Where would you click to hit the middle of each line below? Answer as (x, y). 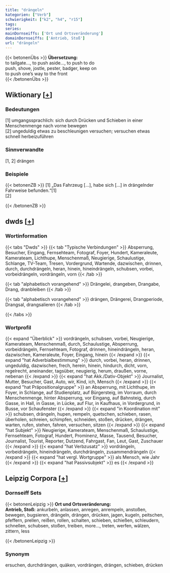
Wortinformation (26, 236)
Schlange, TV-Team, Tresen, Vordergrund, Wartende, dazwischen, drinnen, (84, 263)
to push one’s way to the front (36, 74)
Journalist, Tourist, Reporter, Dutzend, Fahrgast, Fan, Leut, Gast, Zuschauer (84, 441)
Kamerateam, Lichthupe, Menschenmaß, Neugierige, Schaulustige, (75, 258)
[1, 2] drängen (20, 161)
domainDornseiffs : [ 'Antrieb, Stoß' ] (45, 39)
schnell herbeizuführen (30, 137)
